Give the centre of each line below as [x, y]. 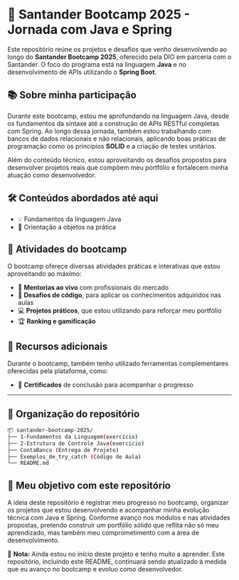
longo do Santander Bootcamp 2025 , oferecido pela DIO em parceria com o [119, 57]
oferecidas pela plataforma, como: [58, 371]
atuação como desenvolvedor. [52, 175]
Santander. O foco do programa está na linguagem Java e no [97, 64]
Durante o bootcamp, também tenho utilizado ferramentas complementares [118, 364]
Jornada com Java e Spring [90, 29]
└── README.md [28, 463]
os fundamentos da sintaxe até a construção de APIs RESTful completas [113, 123]
